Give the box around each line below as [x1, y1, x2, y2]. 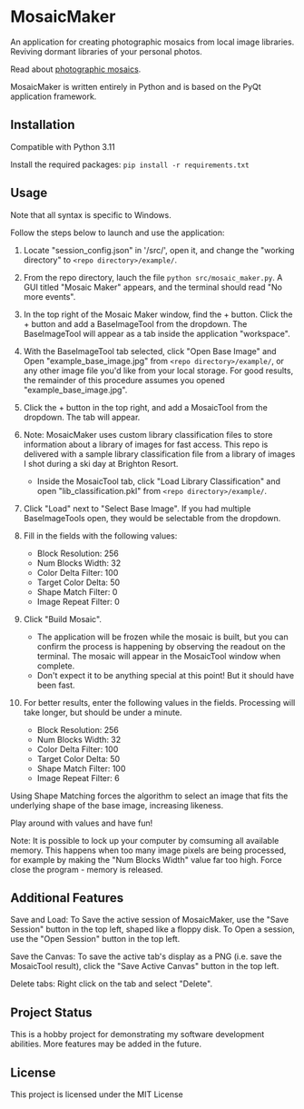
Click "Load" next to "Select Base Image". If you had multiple [23, 502, 251, 514]
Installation [10, 117, 75, 133]
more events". [23, 291, 76, 302]
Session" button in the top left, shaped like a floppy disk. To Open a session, [10, 924, 296, 935]
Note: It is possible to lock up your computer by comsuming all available [10, 835, 279, 846]
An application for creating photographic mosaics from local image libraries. [10, 36, 295, 47]
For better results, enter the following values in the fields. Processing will [23, 697, 296, 708]
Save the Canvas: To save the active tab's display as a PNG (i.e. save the [10, 951, 282, 962]
